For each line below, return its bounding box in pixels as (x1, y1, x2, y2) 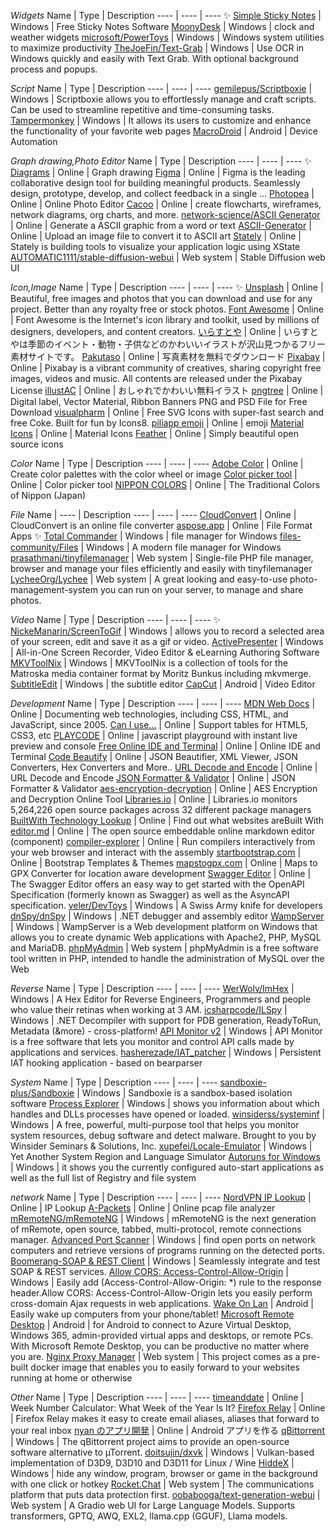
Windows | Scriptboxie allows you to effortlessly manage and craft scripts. (10, 93, 317, 105)
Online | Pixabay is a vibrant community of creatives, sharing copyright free (10, 362, 322, 374)
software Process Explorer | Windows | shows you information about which (10, 1098, 320, 1109)
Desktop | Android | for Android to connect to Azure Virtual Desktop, (10, 1319, 292, 1330)
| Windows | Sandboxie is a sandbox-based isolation (76, 1087, 293, 1099)
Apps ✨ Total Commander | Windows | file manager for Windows (10, 530, 278, 542)
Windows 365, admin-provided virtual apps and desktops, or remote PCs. (10, 1330, 314, 1341)
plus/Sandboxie (10, 1087, 75, 1099)
